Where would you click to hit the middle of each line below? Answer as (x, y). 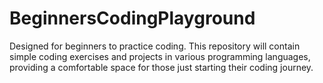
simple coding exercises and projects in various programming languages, (160, 56)
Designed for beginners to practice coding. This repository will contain (155, 46)
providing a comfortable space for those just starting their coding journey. (161, 67)
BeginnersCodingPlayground (132, 18)
